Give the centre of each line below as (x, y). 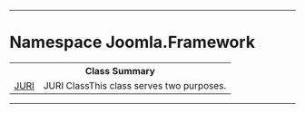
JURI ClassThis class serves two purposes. (135, 85)
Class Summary (120, 71)
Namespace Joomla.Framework (133, 42)
